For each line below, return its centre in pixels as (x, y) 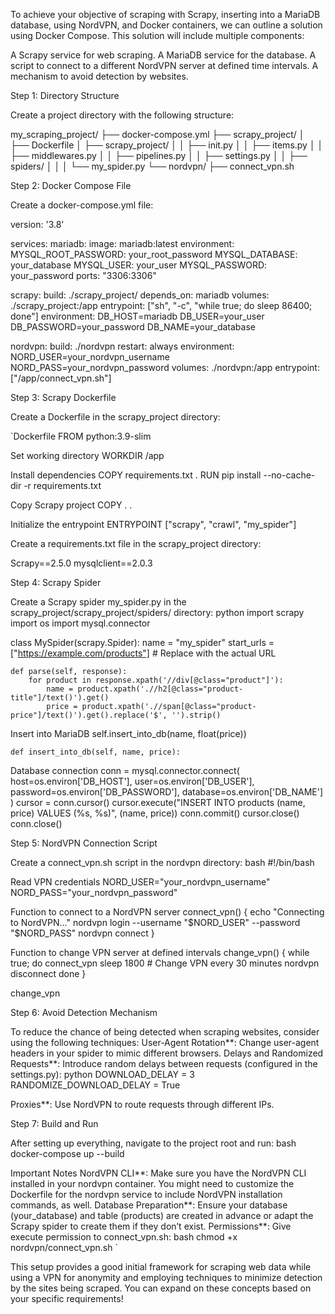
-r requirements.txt (62, 485)
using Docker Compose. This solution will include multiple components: (157, 35)
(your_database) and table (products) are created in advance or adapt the (162, 1215)
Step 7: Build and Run (54, 1123)
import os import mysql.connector (80, 623)
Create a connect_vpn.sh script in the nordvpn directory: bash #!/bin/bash (162, 862)
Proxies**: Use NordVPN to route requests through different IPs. (142, 1104)
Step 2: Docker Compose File (71, 185)
